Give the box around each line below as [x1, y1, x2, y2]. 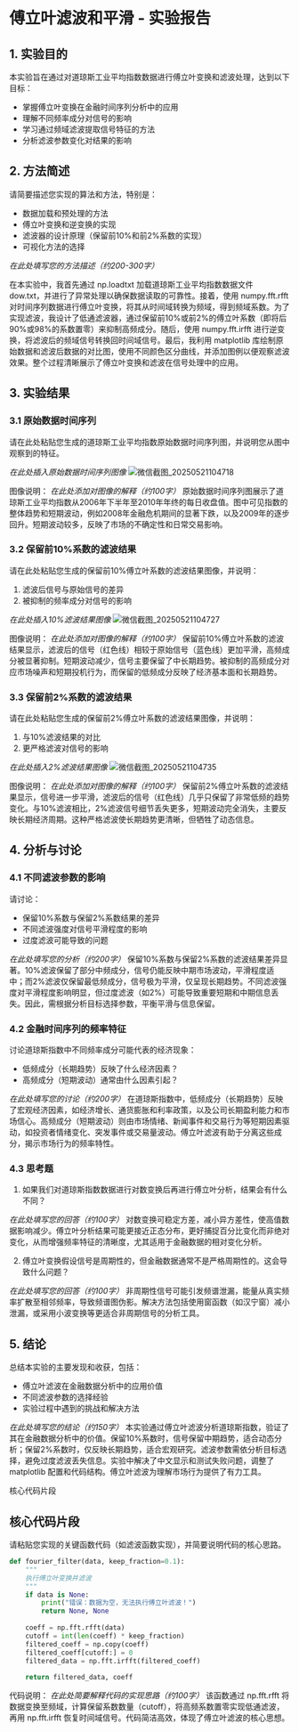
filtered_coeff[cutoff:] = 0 [25, 1648, 133, 1657]
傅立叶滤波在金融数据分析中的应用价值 [21, 1381, 163, 1392]
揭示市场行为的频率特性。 [24, 1138, 118, 1149]
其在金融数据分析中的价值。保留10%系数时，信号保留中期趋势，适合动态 [9, 1433, 275, 1443]
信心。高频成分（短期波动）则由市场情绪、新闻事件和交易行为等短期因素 [16, 1116, 282, 1126]
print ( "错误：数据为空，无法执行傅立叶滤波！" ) [41, 1598, 197, 1607]
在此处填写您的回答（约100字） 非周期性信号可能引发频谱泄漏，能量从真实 [9, 1286, 282, 1297]
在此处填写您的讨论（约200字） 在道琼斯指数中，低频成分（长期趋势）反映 [9, 1094, 284, 1104]
